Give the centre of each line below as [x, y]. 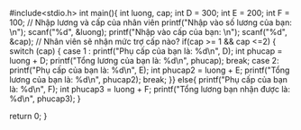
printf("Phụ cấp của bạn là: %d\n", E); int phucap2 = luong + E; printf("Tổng [150, 70]
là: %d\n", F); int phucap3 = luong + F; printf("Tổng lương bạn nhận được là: [150, 89]
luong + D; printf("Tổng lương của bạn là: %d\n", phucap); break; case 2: [144, 61]
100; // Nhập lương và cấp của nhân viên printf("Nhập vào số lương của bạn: [151, 22]
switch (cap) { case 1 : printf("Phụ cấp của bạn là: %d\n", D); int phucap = [146, 51]
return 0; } [28, 116]
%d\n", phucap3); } [45, 99]
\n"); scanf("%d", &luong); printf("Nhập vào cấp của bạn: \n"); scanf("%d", [149, 32]
